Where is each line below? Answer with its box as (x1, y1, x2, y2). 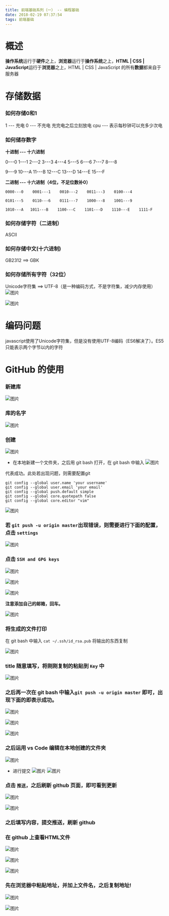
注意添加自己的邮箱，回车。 (5, 600, 63, 607)
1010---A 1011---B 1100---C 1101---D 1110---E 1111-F (5, 207, 153, 212)
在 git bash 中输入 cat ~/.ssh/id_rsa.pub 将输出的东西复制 (5, 638, 128, 644)
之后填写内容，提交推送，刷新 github (5, 819, 96, 826)
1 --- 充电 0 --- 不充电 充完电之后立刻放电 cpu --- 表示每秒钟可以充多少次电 (5, 122, 163, 128)
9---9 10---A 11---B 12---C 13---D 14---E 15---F (5, 169, 105, 175)
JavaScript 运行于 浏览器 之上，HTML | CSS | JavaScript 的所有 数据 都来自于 (5, 64, 161, 71)
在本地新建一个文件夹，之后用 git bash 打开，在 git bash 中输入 (12, 460, 145, 465)
